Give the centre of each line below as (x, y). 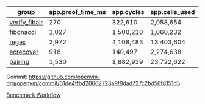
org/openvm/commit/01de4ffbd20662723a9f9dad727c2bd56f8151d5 (93, 83)
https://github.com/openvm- (65, 77)
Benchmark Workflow (34, 95)
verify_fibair (26, 22)
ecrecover (24, 52)
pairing (20, 62)
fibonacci (23, 32)
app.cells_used (173, 12)
